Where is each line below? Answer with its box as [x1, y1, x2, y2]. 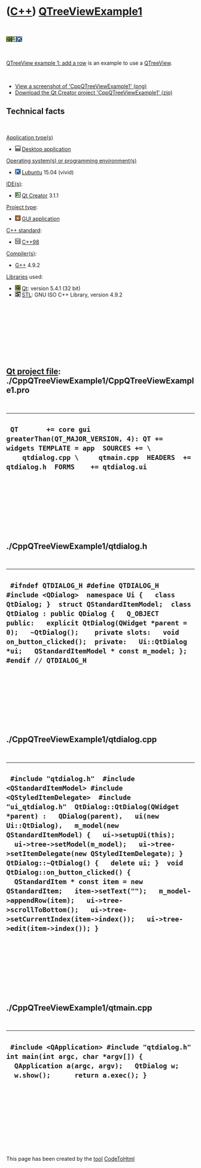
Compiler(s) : [6, 250, 37, 257]
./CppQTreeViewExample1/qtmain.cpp [6, 1003, 153, 1013]
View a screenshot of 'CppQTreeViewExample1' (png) [14, 82, 147, 90]
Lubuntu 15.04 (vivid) [22, 168, 74, 175]
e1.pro [6, 385, 30, 395]
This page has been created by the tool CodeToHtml [6, 1155, 135, 1163]
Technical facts [6, 106, 65, 117]
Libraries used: [6, 273, 43, 280]
